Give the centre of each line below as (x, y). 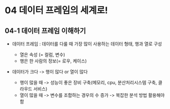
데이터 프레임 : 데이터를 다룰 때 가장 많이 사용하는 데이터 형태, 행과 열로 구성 (87, 44)
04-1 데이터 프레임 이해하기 (45, 31)
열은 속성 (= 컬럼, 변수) (42, 55)
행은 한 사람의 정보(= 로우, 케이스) (53, 61)
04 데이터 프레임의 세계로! (56, 10)
